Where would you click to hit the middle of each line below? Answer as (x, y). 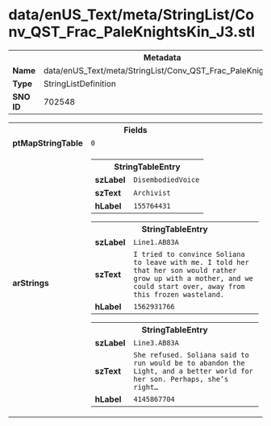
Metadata (163, 57)
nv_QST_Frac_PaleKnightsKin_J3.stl (132, 32)
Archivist (152, 192)
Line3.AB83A (156, 343)
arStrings (31, 283)
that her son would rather (185, 270)
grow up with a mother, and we (193, 278)
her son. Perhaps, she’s (181, 379)
